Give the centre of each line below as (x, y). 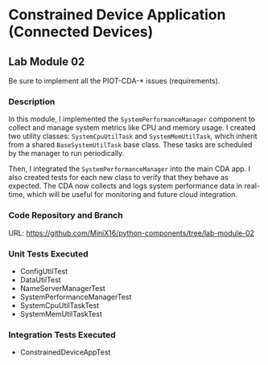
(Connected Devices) (81, 32)
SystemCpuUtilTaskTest (59, 305)
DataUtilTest (41, 280)
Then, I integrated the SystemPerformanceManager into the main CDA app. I (130, 169)
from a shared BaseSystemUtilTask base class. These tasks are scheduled (130, 145)
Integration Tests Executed (62, 334)
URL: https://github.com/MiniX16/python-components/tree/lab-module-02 (132, 233)
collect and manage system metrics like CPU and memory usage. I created (132, 128)
